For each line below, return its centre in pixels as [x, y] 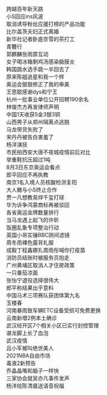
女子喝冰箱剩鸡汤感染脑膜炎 [41, 62]
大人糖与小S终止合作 [32, 190]
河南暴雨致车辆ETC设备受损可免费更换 [53, 310]
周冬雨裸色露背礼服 [30, 242]
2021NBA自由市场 [28, 355]
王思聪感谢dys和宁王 [32, 92]
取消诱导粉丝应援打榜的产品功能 [46, 24]
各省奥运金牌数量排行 [32, 212]
